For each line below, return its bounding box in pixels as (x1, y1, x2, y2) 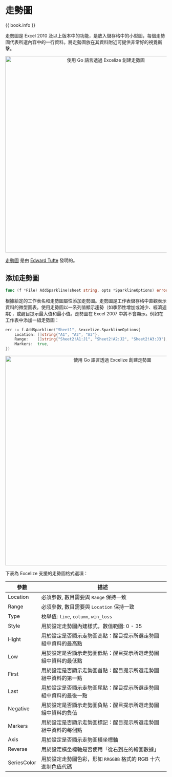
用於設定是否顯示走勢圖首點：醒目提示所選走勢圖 (41, 667, 160, 674)
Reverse (8, 746, 28, 752)
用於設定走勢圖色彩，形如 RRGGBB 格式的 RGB (41, 755, 148, 763)
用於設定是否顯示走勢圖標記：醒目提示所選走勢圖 (41, 719, 160, 726)
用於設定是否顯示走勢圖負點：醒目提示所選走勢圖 (41, 702, 160, 709)
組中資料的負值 (41, 709, 78, 716)
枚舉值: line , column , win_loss (41, 613, 113, 620)
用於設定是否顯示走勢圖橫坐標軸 (41, 736, 119, 743)
